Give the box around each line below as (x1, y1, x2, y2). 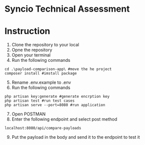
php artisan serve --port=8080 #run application (4, 103, 105, 108)
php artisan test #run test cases (4, 98, 75, 103)
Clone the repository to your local (11, 42, 79, 48)
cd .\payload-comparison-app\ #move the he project (4, 67, 112, 72)
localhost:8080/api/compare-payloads (4, 126, 82, 131)
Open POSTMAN (11, 111, 46, 117)
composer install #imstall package (4, 71, 77, 76)
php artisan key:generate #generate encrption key (4, 94, 110, 99)
